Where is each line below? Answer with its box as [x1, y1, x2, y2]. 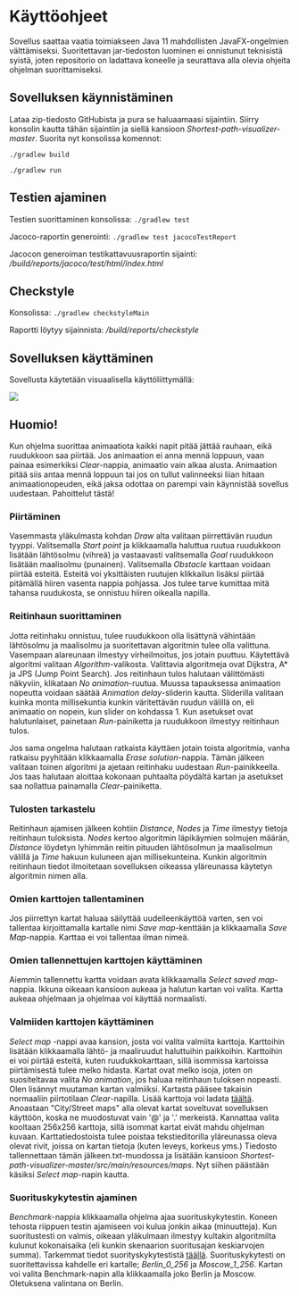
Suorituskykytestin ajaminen [9, 1191, 137, 1203]
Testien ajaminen [9, 190, 107, 205]
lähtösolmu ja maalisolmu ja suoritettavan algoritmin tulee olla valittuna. [9, 640, 271, 650]
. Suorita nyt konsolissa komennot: [35, 132, 162, 144]
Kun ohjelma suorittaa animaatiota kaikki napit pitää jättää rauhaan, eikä [9, 440, 272, 451]
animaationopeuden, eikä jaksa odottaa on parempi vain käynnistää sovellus [9, 479, 289, 489]
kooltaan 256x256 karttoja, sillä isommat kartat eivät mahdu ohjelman [9, 1121, 265, 1132]
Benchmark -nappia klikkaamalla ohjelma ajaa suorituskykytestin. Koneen [9, 1212, 278, 1223]
